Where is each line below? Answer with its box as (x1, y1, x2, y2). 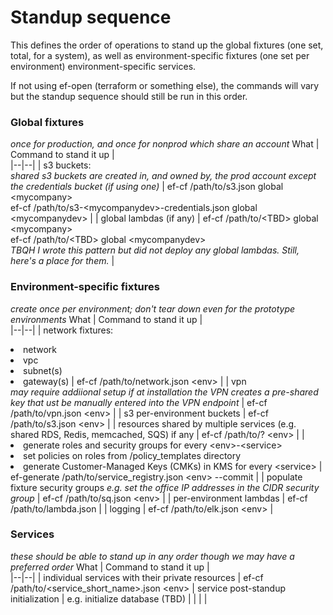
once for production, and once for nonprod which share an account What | (10, 138, 320, 150)
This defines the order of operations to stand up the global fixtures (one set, (10, 39, 324, 51)
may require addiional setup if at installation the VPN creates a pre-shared (10, 386, 319, 398)
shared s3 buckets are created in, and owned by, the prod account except (10, 170, 317, 182)
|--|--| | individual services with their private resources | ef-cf (10, 571, 264, 583)
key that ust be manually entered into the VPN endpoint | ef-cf (10, 396, 268, 408)
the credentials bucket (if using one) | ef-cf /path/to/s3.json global (10, 181, 284, 193)
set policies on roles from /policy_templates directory (23, 449, 242, 461)
